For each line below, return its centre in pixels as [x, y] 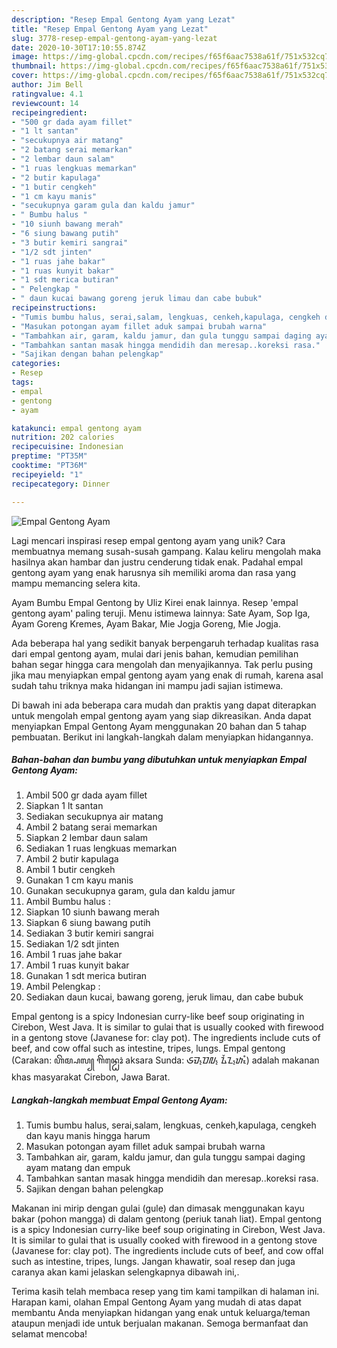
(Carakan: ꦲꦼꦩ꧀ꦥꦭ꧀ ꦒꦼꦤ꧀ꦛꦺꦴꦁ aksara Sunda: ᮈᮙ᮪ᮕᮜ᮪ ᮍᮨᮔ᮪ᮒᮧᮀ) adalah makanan [165, 1060]
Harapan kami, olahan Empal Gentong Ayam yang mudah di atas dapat [156, 1302]
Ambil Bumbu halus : [68, 902]
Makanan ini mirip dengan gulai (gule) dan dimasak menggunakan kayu [158, 1208]
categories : [36, 364]
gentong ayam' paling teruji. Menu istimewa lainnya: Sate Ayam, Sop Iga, [161, 613]
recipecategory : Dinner [61, 484]
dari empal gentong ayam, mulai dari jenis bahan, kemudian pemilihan [155, 653]
